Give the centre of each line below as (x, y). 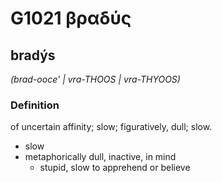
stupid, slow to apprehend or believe (115, 168)
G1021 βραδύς (71, 18)
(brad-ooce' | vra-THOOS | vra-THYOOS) (95, 79)
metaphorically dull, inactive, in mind (100, 157)
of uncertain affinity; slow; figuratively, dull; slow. (111, 127)
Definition (35, 105)
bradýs (33, 55)
